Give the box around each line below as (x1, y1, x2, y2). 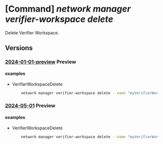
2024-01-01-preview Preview (5, 58, 76, 65)
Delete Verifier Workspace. (5, 30, 59, 36)
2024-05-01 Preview (5, 102, 55, 109)
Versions (5, 44, 33, 52)
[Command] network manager (5, 3, 131, 15)
